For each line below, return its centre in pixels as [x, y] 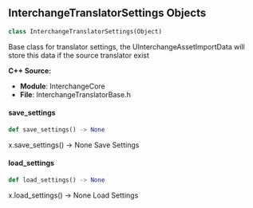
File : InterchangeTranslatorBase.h [75, 94]
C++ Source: [30, 70]
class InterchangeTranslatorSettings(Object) [85, 31]
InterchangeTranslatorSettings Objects [107, 13]
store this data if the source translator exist [79, 55]
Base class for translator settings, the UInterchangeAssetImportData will [126, 46]
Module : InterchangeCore [62, 86]
